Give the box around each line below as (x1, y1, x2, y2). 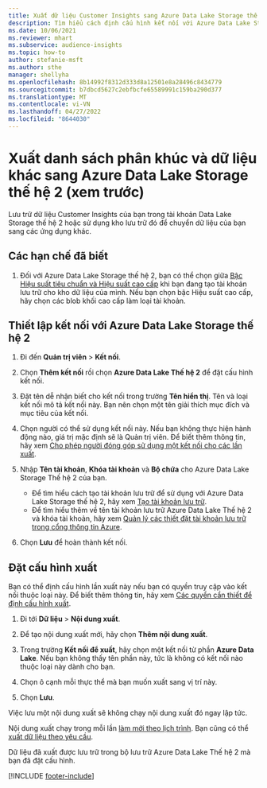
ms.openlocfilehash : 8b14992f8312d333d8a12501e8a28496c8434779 (8, 78, 222, 86)
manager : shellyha (8, 71, 69, 79)
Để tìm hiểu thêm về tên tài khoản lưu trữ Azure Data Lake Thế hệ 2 (31, 506, 252, 515)
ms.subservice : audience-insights (8, 41, 123, 49)
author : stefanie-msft (8, 56, 83, 64)
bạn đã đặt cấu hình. (8, 756, 75, 766)
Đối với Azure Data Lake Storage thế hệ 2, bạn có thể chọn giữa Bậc (19, 270, 243, 280)
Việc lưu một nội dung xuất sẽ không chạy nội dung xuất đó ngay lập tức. (8, 708, 248, 718)
